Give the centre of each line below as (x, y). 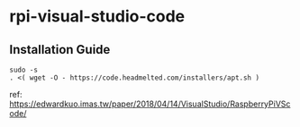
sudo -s (24, 70)
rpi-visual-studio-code (97, 17)
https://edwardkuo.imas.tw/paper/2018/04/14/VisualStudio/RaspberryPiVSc (150, 104)
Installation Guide (60, 50)
